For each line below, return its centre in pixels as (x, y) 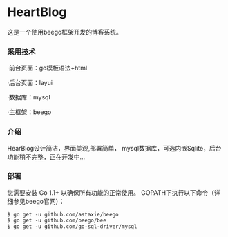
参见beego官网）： (39, 201)
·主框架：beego (29, 112)
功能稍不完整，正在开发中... (46, 157)
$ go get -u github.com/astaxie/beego (63, 214)
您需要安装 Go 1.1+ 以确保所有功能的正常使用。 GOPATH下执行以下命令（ (111, 192)
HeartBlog (37, 12)
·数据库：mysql (29, 97)
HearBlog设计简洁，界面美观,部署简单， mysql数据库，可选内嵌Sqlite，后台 (114, 148)
